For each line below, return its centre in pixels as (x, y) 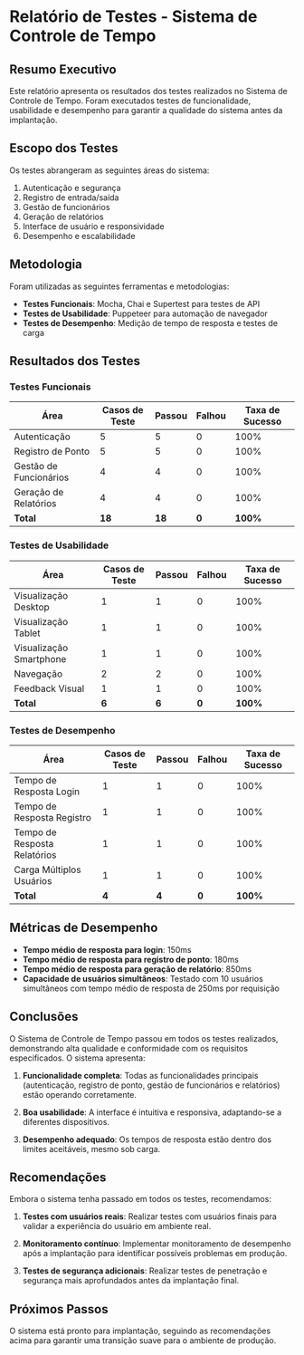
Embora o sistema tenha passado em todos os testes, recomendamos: (140, 1199)
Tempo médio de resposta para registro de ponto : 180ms (131, 959)
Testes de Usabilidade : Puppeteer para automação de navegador (145, 313)
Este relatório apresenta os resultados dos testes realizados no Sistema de (148, 91)
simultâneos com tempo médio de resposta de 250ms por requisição (151, 988)
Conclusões (44, 1017)
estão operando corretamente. (80, 1094)
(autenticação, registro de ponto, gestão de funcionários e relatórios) (151, 1085)
